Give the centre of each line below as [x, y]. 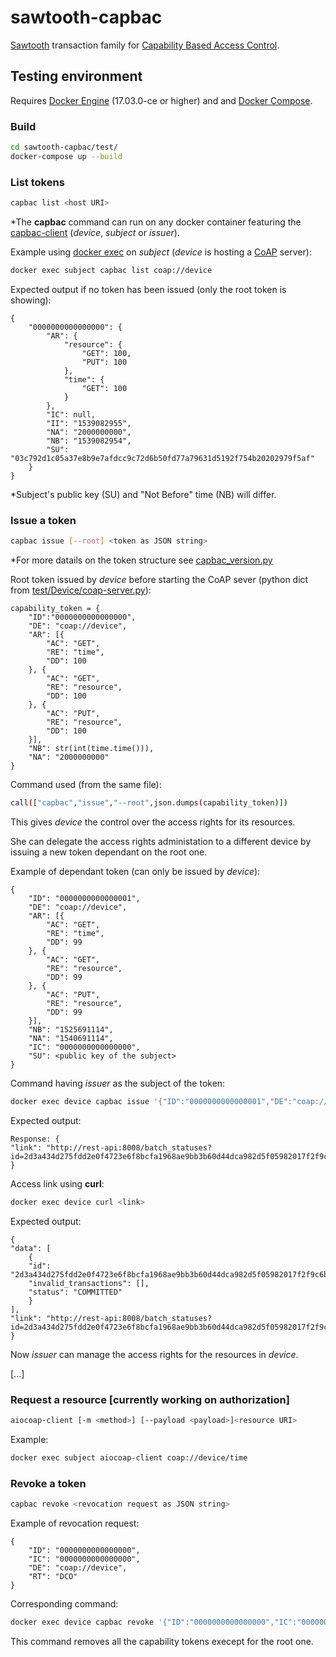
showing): [31, 300]
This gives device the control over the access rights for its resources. [153, 822]
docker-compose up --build [66, 156]
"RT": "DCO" [53, 1576]
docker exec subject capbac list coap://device [111, 270]
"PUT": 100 [104, 362]
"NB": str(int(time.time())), [91, 749]
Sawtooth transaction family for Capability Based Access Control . [145, 45]
